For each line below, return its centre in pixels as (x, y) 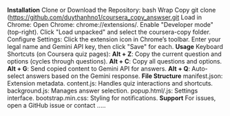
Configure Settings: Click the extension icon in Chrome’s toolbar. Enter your (114, 39)
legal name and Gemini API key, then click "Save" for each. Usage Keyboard (115, 47)
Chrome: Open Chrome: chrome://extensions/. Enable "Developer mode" (110, 25)
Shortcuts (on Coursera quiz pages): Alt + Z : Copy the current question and (114, 54)
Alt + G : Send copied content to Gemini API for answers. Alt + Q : (99, 69)
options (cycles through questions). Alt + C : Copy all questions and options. (115, 61)
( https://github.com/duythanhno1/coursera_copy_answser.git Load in (104, 17)
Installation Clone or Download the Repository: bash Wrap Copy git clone (112, 10)
